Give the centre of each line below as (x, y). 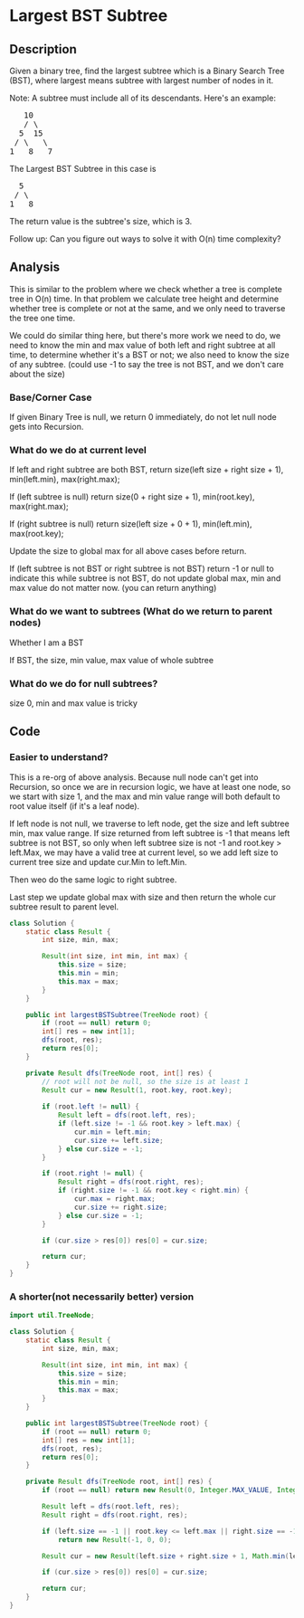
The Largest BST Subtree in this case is (83, 169)
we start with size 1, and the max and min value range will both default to (145, 796)
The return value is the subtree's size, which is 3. (101, 221)
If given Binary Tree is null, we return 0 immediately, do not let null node (143, 417)
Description (43, 49)
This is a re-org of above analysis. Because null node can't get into (134, 777)
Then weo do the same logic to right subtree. (93, 880)
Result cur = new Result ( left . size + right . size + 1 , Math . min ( (166, 1556)
